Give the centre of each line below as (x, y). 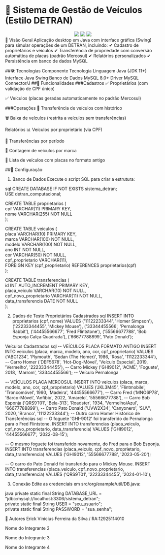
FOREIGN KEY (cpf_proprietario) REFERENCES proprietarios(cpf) (71, 265)
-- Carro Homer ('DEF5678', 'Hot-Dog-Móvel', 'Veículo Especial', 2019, (77, 362)
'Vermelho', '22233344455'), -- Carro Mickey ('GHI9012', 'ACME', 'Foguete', (82, 367)
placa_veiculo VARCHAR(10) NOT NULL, (46, 291)
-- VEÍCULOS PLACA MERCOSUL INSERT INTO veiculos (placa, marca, (77, 382)
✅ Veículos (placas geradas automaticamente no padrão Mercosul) (73, 98)
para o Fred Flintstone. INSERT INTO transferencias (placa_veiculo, (73, 424)
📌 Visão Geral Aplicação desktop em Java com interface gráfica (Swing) (78, 40)
